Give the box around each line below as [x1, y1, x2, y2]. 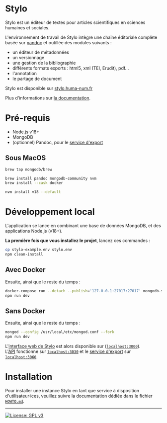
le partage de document [12, 76, 62, 82]
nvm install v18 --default [5, 189, 61, 194]
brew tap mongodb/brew [5, 167, 52, 172]
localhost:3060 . [5, 354, 38, 359]
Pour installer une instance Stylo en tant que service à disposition [5, 387, 140, 393]
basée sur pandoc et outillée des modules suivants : [5, 39, 112, 45]
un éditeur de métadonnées [12, 49, 70, 55]
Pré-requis [5, 112, 51, 124]
